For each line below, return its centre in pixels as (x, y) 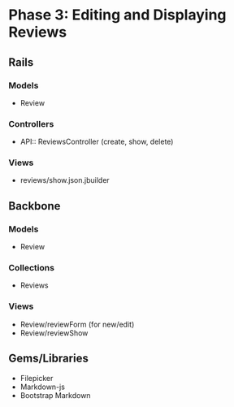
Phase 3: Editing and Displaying (117, 15)
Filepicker (37, 378)
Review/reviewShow (54, 333)
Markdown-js (42, 387)
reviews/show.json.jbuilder (65, 180)
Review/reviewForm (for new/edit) (77, 324)
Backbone (35, 206)
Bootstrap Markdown (55, 395)
